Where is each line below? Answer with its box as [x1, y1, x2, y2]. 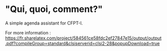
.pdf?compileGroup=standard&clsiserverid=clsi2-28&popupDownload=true [5, 40, 160, 46]
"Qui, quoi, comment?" [5, 3, 103, 15]
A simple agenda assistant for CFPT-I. [5, 20, 83, 26]
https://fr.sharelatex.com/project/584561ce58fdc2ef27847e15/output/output [5, 35, 162, 41]
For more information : [5, 29, 51, 35]
